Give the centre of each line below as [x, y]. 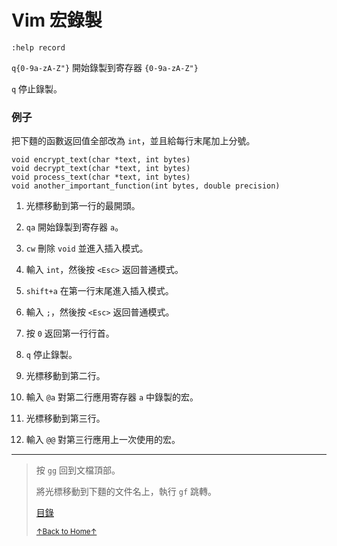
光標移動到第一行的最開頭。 [83, 206]
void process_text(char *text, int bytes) [101, 177]
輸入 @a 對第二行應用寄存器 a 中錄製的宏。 [112, 397]
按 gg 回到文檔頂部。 [78, 470]
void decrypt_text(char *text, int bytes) [101, 169]
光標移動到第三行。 [65, 418]
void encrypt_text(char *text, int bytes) [101, 160]
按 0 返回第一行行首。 [70, 333]
